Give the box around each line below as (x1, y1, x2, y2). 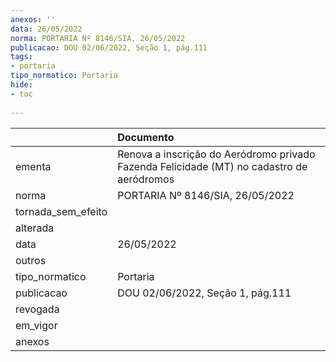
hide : (10, 80, 33, 90)
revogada (15, 302, 60, 316)
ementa (15, 159, 52, 173)
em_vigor (15, 318, 58, 332)
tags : (10, 52, 33, 62)
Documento (117, 130, 175, 144)
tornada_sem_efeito (15, 204, 108, 218)
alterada (15, 221, 55, 235)
